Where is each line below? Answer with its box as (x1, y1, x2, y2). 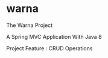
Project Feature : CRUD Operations (6, 44, 93, 52)
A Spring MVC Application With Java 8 (6, 33, 102, 40)
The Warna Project (6, 22, 53, 29)
